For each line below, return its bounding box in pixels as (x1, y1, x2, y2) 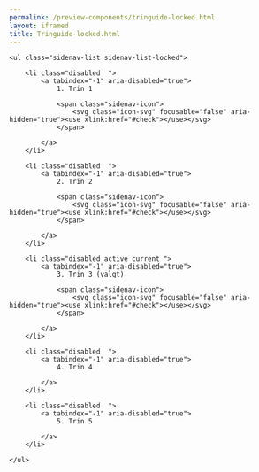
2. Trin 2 (56, 178, 93, 187)
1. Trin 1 (56, 85, 93, 94)
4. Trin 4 (56, 363, 93, 372)
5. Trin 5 (56, 417, 93, 426)
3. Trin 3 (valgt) (56, 270, 125, 279)
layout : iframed (9, 21, 69, 30)
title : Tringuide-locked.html (9, 29, 121, 38)
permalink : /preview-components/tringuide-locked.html (9, 12, 216, 22)
